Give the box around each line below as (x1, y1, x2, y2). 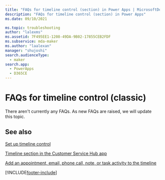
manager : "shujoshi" (5, 48, 48, 53)
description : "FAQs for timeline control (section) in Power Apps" (5, 12, 146, 17)
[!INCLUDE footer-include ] (5, 169, 57, 175)
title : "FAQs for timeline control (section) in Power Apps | (5, 7, 135, 12)
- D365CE (9, 71, 27, 76)
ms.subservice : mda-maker (5, 39, 58, 44)
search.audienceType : (5, 53, 50, 58)
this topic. (5, 114, 26, 120)
